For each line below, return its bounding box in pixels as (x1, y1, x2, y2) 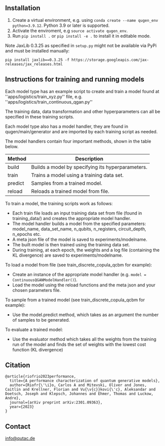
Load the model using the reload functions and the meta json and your (12, 282, 156, 288)
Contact (5, 422, 31, 431)
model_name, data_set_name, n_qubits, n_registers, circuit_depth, (12, 225, 147, 232)
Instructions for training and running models (5, 75, 145, 84)
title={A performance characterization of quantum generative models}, (9, 379, 161, 384)
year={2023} (9, 404, 35, 409)
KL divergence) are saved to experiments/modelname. (12, 252, 123, 258)
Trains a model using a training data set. (31, 171, 124, 178)
